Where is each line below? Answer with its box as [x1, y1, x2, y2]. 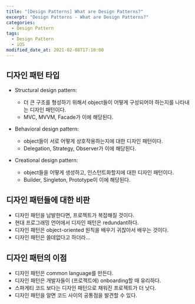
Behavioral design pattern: [14, 125, 80, 132]
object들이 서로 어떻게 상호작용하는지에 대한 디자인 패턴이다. [23, 137, 163, 145]
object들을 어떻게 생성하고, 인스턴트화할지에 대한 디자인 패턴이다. [23, 169, 174, 176]
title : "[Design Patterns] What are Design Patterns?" [6, 8, 144, 15]
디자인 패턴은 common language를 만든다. [14, 270, 114, 277]
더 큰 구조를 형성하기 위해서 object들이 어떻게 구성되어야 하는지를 [23, 99, 174, 106]
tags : [6, 31, 19, 37]
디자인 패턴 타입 [6, 70, 60, 80]
